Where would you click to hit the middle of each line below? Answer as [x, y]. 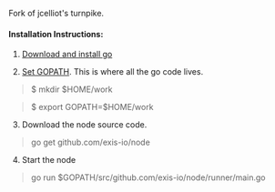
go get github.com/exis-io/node [91, 142]
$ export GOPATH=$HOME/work [92, 107]
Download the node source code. [84, 125]
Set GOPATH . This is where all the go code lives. [112, 72]
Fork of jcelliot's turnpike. [56, 13]
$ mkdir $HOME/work [71, 89]
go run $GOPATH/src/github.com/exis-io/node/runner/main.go [148, 177]
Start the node [49, 160]
